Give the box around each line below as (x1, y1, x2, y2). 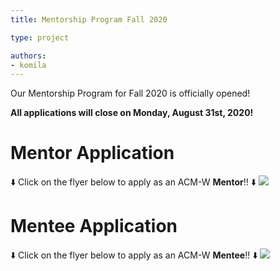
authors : (10, 51, 47, 61)
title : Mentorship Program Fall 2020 (10, 14, 168, 25)
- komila (10, 60, 47, 70)
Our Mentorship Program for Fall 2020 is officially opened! (10, 87, 251, 100)
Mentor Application (10, 142, 175, 165)
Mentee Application (10, 215, 178, 238)
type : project (10, 32, 70, 43)
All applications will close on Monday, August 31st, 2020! (10, 107, 254, 119)
